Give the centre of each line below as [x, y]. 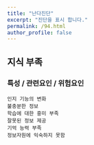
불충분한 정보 [23, 106]
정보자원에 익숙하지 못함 [36, 135]
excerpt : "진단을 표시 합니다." [47, 20]
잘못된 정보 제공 [27, 120]
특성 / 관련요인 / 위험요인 [46, 83]
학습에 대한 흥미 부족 [33, 114]
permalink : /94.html [37, 26]
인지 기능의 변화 [27, 99]
